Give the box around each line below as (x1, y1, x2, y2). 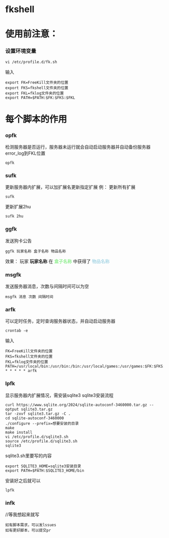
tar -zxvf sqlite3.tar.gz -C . (5, 411, 71, 416)
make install (5, 430, 33, 435)
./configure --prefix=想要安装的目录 (5, 421, 79, 426)
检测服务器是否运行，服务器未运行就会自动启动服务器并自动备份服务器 (5, 144, 151, 150)
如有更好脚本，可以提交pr (5, 527, 51, 533)
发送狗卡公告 (5, 238, 32, 244)
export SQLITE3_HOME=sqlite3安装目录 (5, 464, 81, 469)
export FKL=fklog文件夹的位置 (5, 91, 64, 96)
